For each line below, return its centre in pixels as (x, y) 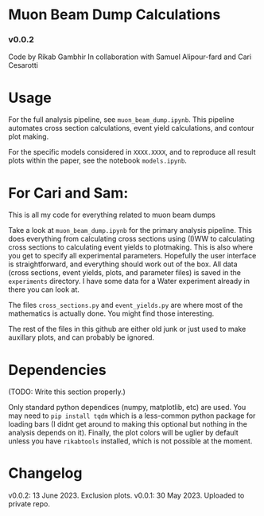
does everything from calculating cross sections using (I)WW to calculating (132, 239)
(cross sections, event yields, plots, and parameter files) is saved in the (124, 273)
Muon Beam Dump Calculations (115, 15)
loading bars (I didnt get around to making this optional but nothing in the (128, 424)
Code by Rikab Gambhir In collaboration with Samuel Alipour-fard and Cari (130, 57)
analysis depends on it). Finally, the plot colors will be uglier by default (123, 433)
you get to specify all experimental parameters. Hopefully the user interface (132, 256)
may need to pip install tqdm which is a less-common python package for (132, 416)
